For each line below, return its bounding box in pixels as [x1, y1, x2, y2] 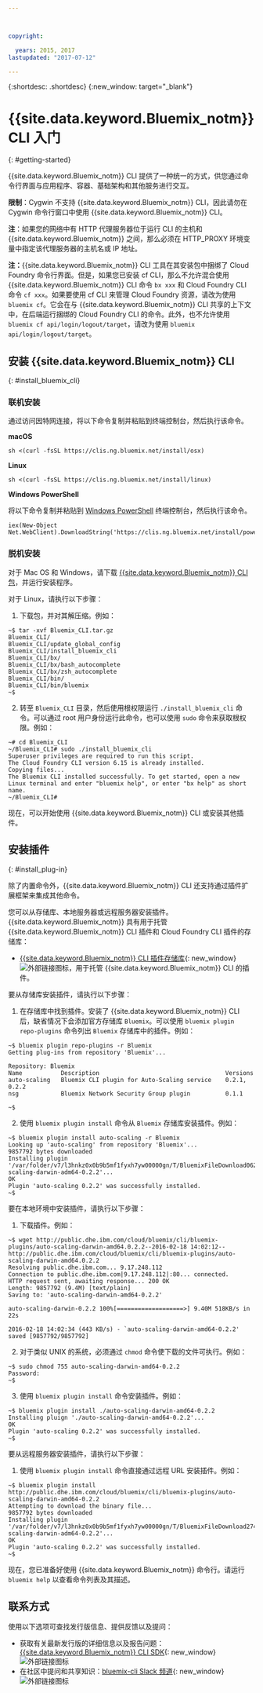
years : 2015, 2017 [15, 46, 76, 54]
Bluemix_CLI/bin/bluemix [8, 681, 89, 689]
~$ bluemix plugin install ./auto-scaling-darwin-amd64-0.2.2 [8, 1406, 215, 1414]
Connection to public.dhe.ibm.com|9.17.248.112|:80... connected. [8, 1270, 229, 1278]
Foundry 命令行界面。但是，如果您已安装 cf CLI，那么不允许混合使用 [8, 270, 229, 280]
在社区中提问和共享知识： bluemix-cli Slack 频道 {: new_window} [19, 1666, 225, 1677]
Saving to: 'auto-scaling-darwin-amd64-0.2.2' [8, 1291, 163, 1299]
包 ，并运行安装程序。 [8, 577, 77, 587]
